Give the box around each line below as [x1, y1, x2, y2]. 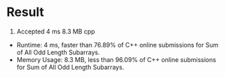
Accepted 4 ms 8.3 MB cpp [16, 27, 95, 36]
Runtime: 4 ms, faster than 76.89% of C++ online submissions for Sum [16, 40, 219, 49]
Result [6, 4, 44, 20]
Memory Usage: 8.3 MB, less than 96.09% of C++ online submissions [16, 55, 217, 63]
